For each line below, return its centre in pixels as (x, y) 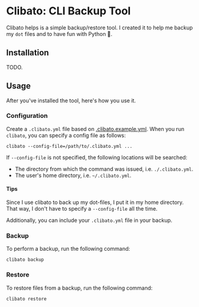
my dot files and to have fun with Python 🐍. (59, 34)
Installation (28, 53)
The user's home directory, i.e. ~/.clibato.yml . (73, 175)
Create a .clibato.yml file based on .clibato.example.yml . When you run (95, 129)
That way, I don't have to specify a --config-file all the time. (82, 209)
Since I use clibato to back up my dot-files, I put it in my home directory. (95, 202)
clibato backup (25, 260)
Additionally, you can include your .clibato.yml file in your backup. (89, 220)
